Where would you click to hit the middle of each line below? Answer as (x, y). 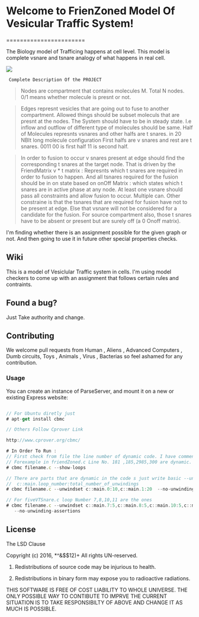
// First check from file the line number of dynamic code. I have (91, 457)
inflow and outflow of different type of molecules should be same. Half (107, 127)
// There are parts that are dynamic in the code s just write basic (94, 478)
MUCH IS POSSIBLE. (31, 609)
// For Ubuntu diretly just (41, 414)
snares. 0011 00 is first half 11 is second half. (75, 146)
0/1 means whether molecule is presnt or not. (76, 97)
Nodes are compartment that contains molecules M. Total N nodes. (102, 91)
